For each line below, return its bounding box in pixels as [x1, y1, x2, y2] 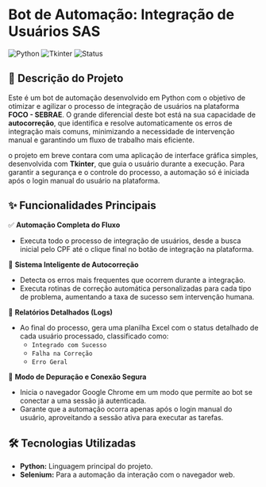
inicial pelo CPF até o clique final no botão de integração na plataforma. [19, 244, 254, 253]
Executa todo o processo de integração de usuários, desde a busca [19, 236, 241, 245]
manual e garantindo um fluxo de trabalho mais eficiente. [8, 135, 195, 145]
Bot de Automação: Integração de [8, 6, 235, 24]
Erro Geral [31, 358, 68, 366]
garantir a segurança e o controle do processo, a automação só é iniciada [8, 167, 250, 176]
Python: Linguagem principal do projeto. [19, 462, 153, 471]
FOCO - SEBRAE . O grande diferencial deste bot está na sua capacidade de [8, 110, 256, 119]
